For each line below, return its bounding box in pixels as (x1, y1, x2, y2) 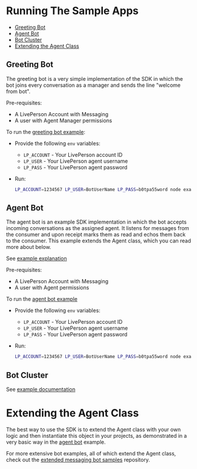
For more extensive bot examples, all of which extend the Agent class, (6, 450, 176, 457)
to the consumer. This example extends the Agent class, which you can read (6, 237, 191, 244)
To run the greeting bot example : (6, 128, 85, 135)
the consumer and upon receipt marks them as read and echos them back (6, 231, 186, 238)
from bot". (6, 87, 31, 95)
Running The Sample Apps (6, 4, 139, 18)
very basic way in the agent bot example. (6, 438, 106, 446)
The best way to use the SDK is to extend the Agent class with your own (6, 426, 181, 433)
